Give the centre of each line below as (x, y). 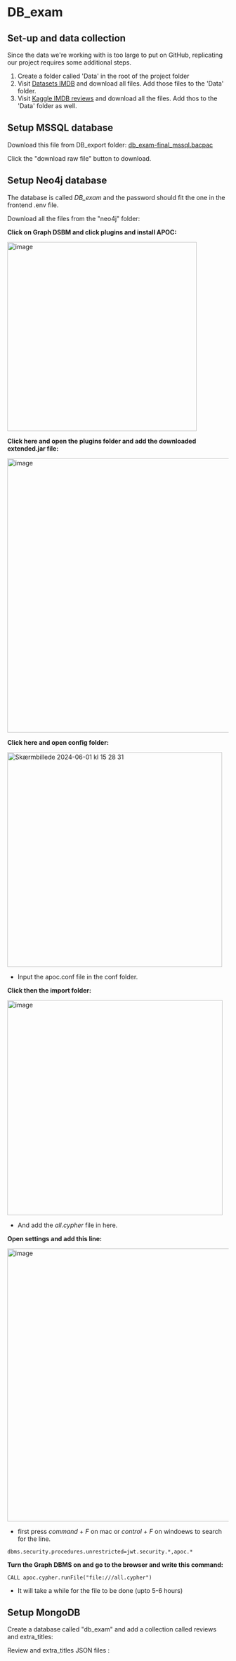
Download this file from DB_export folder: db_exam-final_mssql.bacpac (110, 145)
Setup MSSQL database (60, 128)
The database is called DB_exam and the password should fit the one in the (116, 197)
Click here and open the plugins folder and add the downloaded (102, 441)
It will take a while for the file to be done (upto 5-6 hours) (100, 1590)
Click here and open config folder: (58, 742)
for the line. (34, 1539)
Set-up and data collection (67, 38)
